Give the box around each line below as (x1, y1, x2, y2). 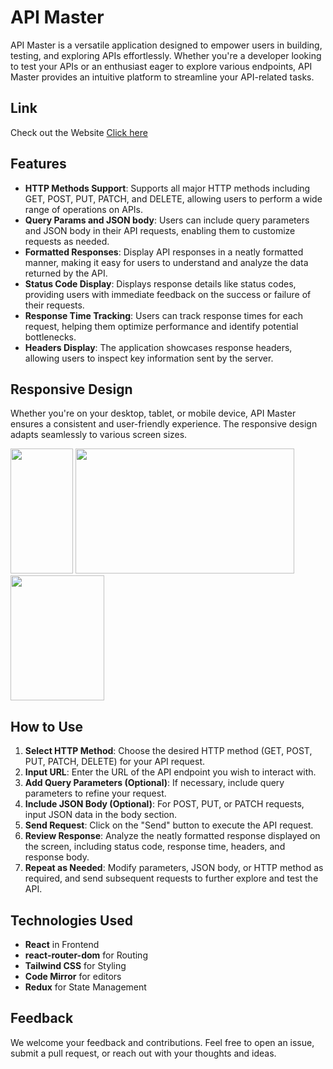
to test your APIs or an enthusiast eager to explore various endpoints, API (10, 60, 313, 72)
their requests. (24, 299, 85, 311)
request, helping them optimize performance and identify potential (24, 320, 299, 332)
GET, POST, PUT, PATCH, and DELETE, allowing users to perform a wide (24, 192, 323, 205)
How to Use (10, 718, 84, 735)
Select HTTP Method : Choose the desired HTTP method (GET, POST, (24, 745, 313, 757)
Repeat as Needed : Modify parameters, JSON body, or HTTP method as (24, 862, 324, 874)
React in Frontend (24, 939, 100, 950)
